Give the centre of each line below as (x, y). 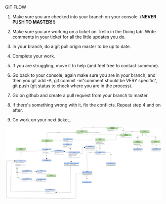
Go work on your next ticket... (42, 120)
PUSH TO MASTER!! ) (34, 22)
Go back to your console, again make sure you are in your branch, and (84, 75)
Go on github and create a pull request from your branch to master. (81, 95)
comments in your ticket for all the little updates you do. (69, 37)
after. (18, 110)
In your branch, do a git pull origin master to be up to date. (72, 46)
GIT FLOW (16, 7)
